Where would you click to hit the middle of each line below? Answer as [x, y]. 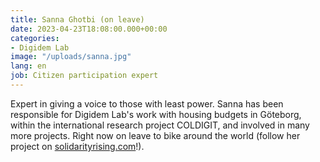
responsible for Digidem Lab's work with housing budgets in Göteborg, [156, 114]
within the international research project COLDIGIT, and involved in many [160, 125]
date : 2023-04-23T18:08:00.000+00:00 [89, 29]
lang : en [28, 66]
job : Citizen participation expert [84, 76]
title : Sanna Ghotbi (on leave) [77, 19]
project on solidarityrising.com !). [77, 146]
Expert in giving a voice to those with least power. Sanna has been [147, 103]
